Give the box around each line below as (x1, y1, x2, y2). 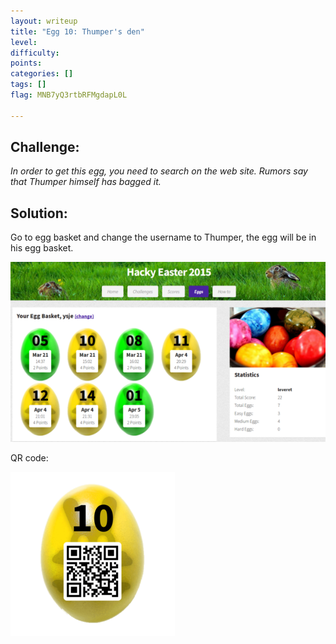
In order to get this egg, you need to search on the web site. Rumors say (10, 165, 308, 177)
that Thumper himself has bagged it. (10, 176, 162, 188)
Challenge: (10, 139, 80, 156)
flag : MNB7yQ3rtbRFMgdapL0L (10, 90, 128, 100)
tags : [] (10, 80, 47, 90)
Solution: (10, 205, 68, 222)
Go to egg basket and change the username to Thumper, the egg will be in (10, 231, 317, 244)
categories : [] (10, 69, 74, 79)
